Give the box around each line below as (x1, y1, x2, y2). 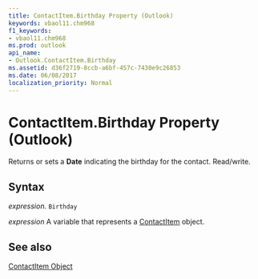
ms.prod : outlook (8, 42, 67, 50)
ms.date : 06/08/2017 (8, 71, 78, 79)
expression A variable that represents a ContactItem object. (8, 217, 205, 227)
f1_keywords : (8, 26, 52, 34)
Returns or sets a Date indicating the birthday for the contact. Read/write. (8, 157, 251, 167)
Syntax (8, 180, 45, 193)
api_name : (8, 49, 42, 57)
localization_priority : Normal (8, 79, 113, 87)
